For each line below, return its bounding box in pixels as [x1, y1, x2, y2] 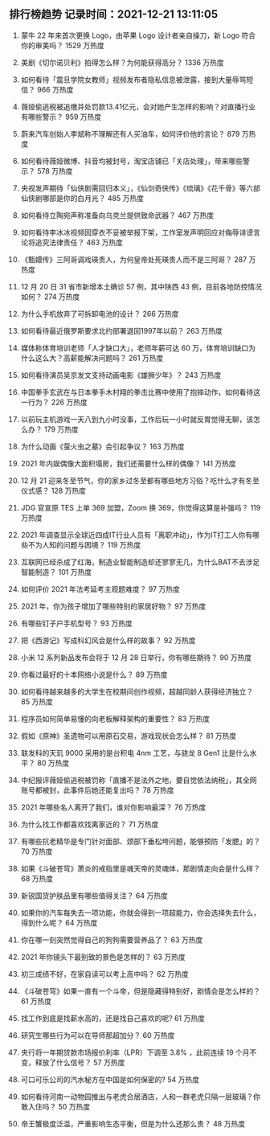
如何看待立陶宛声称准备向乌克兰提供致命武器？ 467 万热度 [20, 210, 215, 219]
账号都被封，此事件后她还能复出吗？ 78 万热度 [20, 785, 175, 794]
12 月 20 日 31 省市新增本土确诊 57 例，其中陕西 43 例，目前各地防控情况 [20, 281, 263, 291]
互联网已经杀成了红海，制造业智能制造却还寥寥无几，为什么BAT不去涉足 [20, 557, 260, 567]
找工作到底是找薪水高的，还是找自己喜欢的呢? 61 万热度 [20, 1013, 206, 1023]
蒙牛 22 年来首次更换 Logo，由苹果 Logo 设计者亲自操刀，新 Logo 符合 [20, 31, 256, 40]
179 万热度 [43, 424, 79, 434]
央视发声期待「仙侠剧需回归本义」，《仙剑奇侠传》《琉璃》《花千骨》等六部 [20, 183, 260, 193]
